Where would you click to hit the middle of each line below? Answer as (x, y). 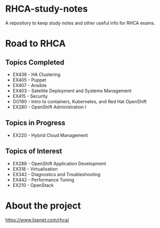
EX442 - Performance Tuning (43, 180)
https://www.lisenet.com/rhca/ (37, 220)
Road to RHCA (36, 44)
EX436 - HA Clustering (37, 74)
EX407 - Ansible (29, 85)
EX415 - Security (30, 96)
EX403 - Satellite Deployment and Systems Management (72, 91)
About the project (43, 205)
